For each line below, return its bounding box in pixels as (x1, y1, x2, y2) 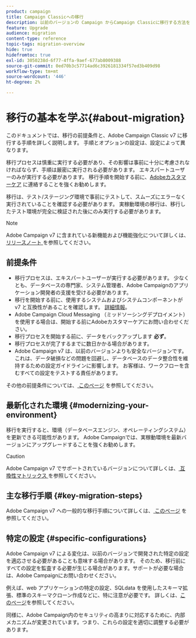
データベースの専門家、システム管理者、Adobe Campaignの (30, 281, 174, 288)
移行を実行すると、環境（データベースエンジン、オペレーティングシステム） (6, 426, 189, 433)
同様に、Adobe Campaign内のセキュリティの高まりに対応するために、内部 (6, 612, 185, 619)
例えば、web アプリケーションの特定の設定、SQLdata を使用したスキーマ (6, 584, 183, 591)
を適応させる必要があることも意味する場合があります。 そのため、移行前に (6, 557, 186, 564)
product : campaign (6, 8, 51, 15)
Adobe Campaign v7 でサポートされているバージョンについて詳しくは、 (6, 464, 179, 471)
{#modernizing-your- (69, 401, 149, 411)
